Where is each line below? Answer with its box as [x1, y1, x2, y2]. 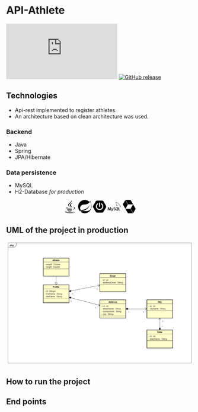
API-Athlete [6, 4, 65, 17]
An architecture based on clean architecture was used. [14, 113, 149, 120]
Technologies [6, 91, 58, 101]
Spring [14, 148, 31, 155]
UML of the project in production [6, 225, 129, 235]
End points [6, 397, 47, 407]
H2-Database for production [14, 188, 84, 196]
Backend [6, 127, 33, 136]
